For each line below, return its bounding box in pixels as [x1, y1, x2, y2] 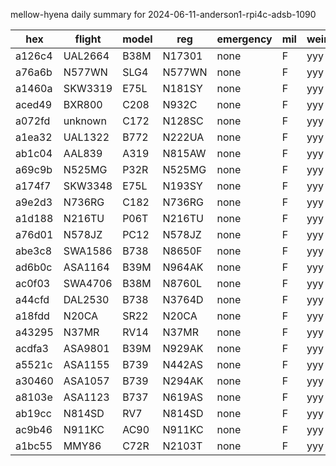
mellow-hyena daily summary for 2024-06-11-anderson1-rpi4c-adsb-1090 [10, 9, 317, 20]
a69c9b [15, 163, 53, 176]
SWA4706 [63, 277, 113, 290]
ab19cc [15, 407, 52, 420]
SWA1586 [63, 244, 113, 258]
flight [74, 32, 102, 46]
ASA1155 [63, 358, 110, 371]
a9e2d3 [15, 195, 53, 209]
